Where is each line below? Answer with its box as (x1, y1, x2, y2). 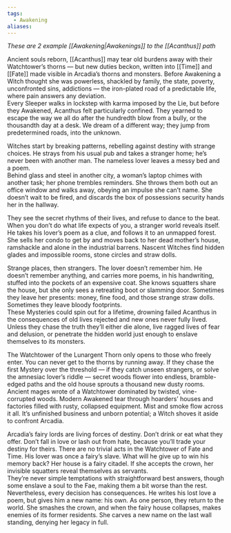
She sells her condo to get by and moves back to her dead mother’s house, (7, 236, 221, 244)
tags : (7, 10, 23, 17)
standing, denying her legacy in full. (7, 519, 109, 527)
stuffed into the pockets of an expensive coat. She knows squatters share (7, 279, 217, 287)
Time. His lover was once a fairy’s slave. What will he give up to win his (7, 452, 209, 461)
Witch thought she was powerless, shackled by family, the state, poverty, (7, 77, 215, 86)
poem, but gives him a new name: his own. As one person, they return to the (7, 496, 224, 505)
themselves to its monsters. (7, 338, 86, 346)
